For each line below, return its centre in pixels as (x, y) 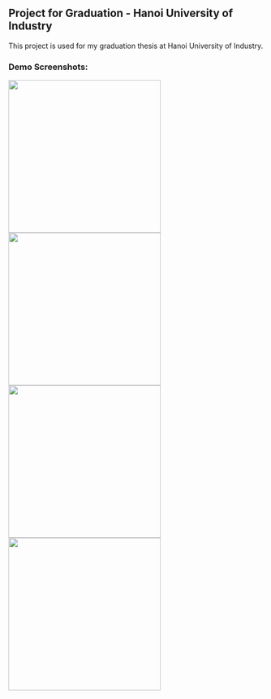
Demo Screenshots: (48, 67)
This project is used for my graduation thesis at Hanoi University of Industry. (136, 46)
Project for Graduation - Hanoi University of (121, 13)
